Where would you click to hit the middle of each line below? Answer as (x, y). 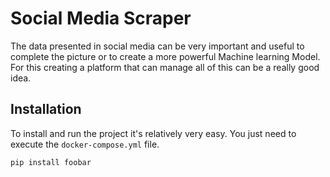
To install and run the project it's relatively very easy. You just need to (153, 133)
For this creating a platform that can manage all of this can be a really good (165, 67)
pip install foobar (51, 162)
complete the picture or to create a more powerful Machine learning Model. (165, 56)
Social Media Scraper (101, 18)
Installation (46, 109)
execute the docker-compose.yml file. (85, 144)
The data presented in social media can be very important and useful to (157, 46)
